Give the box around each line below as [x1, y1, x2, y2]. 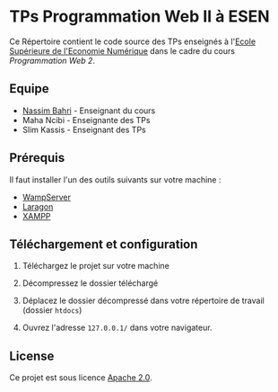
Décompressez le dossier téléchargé [22, 278, 159, 289]
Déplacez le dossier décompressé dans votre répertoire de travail [22, 295, 265, 307]
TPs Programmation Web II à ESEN [9, 6, 271, 27]
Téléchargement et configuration [9, 236, 198, 252]
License [9, 348, 55, 363]
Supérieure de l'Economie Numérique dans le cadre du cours [9, 45, 236, 56]
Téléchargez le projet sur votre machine [22, 261, 170, 272]
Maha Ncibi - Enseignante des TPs [22, 114, 151, 125]
